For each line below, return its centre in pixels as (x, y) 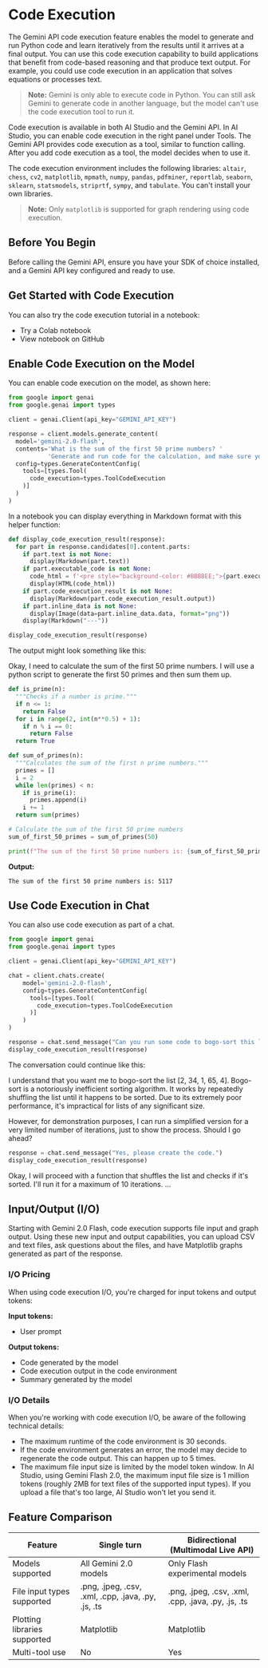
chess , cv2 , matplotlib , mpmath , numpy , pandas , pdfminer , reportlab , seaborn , (131, 177)
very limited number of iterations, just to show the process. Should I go (124, 1130)
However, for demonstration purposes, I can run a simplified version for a (128, 1121)
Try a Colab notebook (55, 330)
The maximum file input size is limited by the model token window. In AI (137, 1467)
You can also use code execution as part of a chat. (92, 925)
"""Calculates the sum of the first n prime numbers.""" (112, 763)
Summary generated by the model (76, 1379)
